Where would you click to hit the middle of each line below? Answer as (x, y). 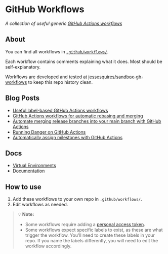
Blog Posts (23, 98)
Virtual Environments (34, 166)
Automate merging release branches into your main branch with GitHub (87, 121)
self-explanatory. (23, 67)
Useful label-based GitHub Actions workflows (60, 110)
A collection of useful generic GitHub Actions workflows (64, 23)
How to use (23, 187)
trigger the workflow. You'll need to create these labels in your (90, 235)
